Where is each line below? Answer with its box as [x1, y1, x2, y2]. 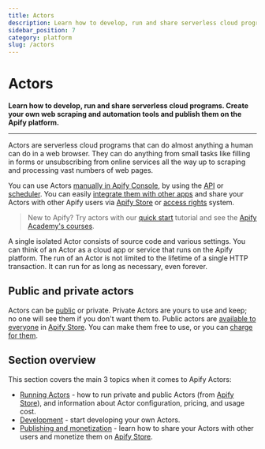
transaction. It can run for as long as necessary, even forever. [8, 262, 207, 271]
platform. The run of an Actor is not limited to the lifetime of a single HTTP [8, 253, 248, 263]
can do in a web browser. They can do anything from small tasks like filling [8, 149, 251, 159]
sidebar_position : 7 [8, 26, 77, 34]
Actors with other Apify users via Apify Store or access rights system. [8, 198, 235, 208]
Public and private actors [8, 285, 134, 298]
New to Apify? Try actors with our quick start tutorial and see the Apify [27, 213, 257, 223]
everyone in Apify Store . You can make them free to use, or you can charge [8, 322, 253, 331]
